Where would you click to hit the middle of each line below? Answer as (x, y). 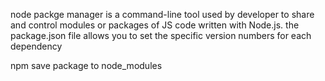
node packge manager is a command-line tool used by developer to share (162, 14)
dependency (36, 46)
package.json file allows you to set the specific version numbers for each (161, 35)
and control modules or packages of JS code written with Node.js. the (155, 25)
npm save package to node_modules (86, 65)
